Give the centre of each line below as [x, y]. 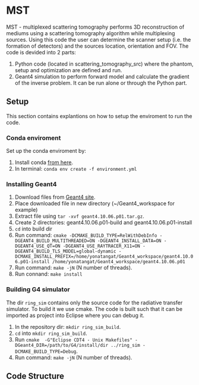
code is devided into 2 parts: [41, 52]
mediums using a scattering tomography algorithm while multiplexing [91, 33]
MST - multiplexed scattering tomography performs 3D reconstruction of [95, 27]
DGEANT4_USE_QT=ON [37, 246]
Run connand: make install [48, 274]
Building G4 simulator [38, 289]
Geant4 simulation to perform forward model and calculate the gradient [102, 76]
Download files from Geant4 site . [55, 197]
